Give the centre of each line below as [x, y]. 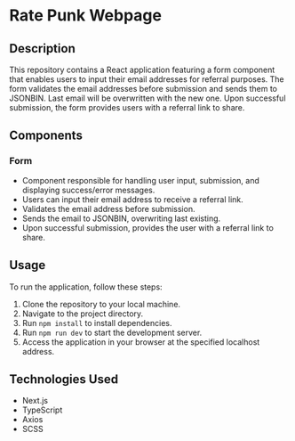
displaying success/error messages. [88, 190]
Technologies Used [64, 379]
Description [42, 49]
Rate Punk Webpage [86, 16]
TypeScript [42, 410]
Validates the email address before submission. [108, 208]
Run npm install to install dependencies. [97, 323]
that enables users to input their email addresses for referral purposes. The [147, 79]
